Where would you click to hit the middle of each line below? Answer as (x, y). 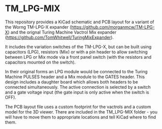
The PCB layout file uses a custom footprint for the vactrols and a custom (78, 107)
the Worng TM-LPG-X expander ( (38, 27)
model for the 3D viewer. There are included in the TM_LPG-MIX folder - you (81, 112)
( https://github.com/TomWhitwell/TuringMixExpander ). (59, 37)
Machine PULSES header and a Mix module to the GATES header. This (75, 77)
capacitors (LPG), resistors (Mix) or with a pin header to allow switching (76, 52)
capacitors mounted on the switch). (40, 62)
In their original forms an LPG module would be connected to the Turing (76, 71)
